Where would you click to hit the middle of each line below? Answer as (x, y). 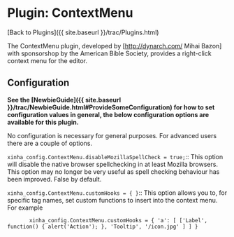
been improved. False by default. (54, 179)
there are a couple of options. (50, 143)
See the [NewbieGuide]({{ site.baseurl (64, 100)
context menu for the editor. (47, 60)
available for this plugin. (43, 122)
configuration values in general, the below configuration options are (108, 114)
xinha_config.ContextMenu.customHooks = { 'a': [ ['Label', (118, 220)
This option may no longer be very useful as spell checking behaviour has (114, 171)
